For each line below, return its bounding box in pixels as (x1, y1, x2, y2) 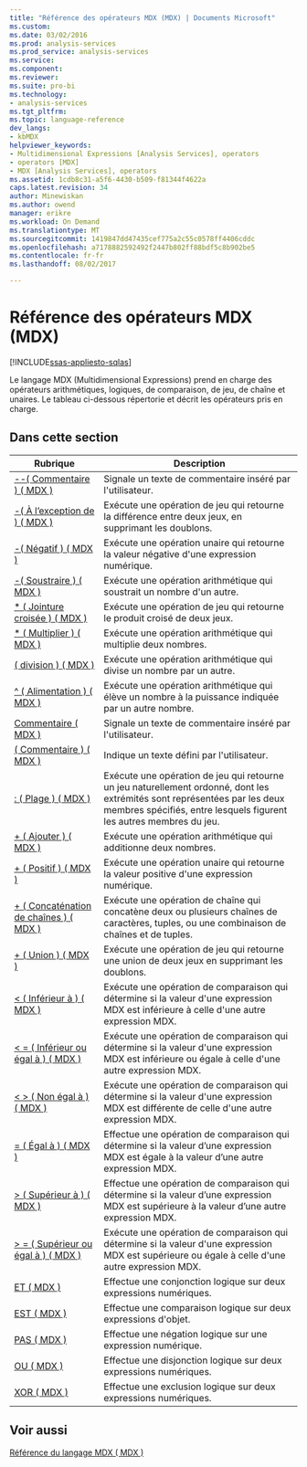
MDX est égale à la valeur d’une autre (103, 1150, 264, 1163)
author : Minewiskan (9, 192, 84, 201)
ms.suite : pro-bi (9, 81, 76, 90)
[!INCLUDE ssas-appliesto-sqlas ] (9, 356, 132, 367)
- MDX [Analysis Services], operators (9, 166, 157, 175)
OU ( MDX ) (14, 1359, 64, 1372)
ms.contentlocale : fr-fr (9, 251, 104, 260)
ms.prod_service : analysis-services (9, 47, 149, 57)
